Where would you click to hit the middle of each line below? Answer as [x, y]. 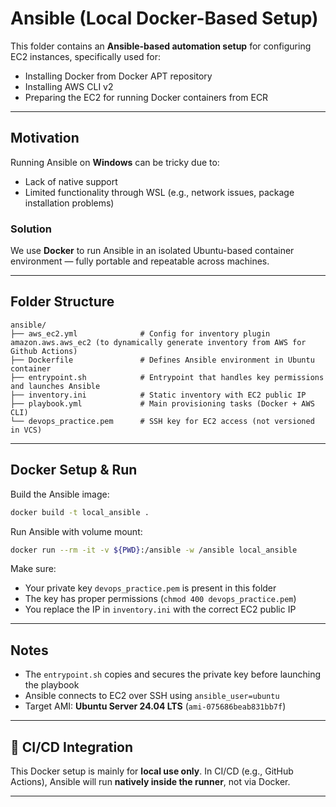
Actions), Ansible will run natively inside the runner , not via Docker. [150, 782]
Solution [31, 229]
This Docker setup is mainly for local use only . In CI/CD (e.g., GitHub [152, 771]
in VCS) [26, 430]
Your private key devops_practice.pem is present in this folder [150, 588]
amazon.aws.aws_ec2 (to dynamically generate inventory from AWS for [158, 342]
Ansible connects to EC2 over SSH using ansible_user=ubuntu [152, 696]
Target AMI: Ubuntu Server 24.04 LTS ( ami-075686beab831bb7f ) [155, 706]
